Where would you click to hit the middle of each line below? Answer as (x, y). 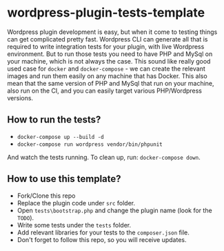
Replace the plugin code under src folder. (76, 203)
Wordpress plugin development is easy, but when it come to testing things (112, 32)
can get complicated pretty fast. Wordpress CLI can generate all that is (108, 39)
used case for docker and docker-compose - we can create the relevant (106, 68)
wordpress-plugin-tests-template (106, 13)
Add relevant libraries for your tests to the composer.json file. (103, 232)
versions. (20, 97)
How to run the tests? (54, 120)
